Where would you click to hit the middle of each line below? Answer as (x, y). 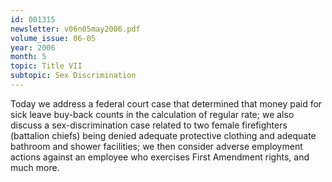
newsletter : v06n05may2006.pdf (75, 29)
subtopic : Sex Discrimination (73, 76)
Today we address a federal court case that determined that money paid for (166, 103)
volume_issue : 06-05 (53, 38)
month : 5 (28, 57)
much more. (35, 167)
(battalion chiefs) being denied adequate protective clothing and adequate (163, 135)
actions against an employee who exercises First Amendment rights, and (160, 157)
